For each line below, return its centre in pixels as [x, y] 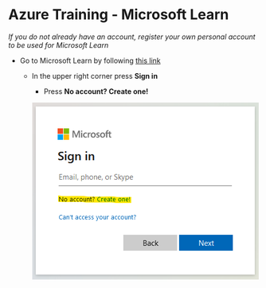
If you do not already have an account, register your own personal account [132, 37]
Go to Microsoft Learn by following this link [90, 60]
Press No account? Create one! [96, 91]
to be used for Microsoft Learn [59, 45]
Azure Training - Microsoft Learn [119, 15]
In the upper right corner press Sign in [94, 76]
